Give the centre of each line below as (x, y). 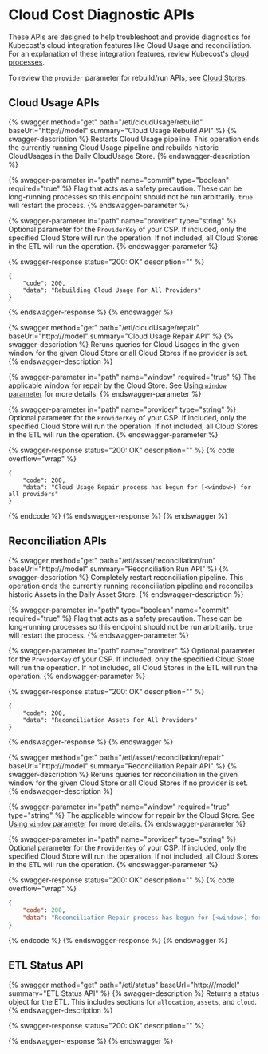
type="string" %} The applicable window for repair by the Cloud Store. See (132, 815)
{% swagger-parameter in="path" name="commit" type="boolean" (119, 180)
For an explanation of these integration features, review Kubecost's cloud (129, 53)
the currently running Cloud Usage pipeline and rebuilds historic (114, 147)
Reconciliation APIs (58, 541)
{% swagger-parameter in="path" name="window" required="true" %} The (132, 377)
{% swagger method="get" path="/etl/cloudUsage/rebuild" (106, 122)
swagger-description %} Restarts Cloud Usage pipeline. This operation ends (134, 139)
